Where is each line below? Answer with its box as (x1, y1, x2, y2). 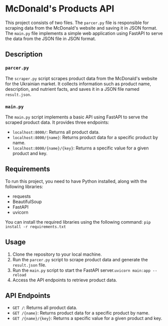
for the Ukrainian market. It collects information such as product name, (5, 81, 151, 87)
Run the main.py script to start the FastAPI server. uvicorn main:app (12, 267, 151, 273)
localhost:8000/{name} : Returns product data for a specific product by (12, 134, 158, 140)
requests (12, 193, 31, 199)
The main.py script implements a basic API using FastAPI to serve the (5, 114, 148, 120)
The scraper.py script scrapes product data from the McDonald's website (5, 75, 157, 81)
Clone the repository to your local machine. (12, 251, 102, 257)
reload (12, 272, 27, 277)
